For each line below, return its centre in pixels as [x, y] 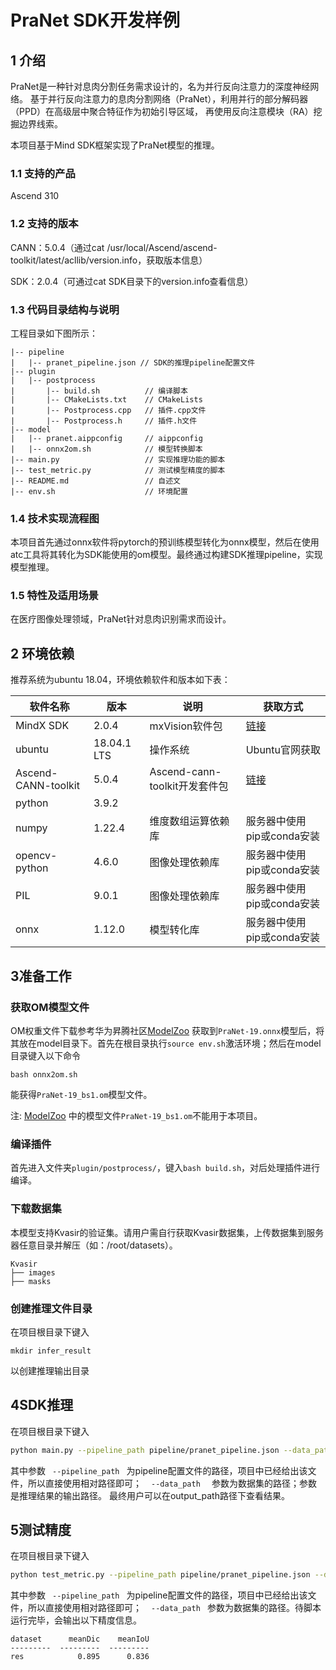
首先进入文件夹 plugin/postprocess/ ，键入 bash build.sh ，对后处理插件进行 [165, 1168]
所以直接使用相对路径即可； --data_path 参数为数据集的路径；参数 [172, 1483]
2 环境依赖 [42, 653]
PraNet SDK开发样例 [95, 20]
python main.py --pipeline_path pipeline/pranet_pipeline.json [145, 1450]
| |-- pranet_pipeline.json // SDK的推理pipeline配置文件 [133, 362]
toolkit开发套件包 [189, 786]
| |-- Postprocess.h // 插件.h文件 [104, 421]
